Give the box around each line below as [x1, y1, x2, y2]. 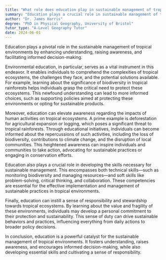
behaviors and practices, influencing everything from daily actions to [5, 218, 145, 224]
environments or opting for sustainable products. [5, 101, 105, 106]
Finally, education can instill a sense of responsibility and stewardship [5, 198, 147, 203]
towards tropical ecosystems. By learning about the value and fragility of [5, 203, 153, 209]
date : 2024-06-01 [5, 30, 41, 35]
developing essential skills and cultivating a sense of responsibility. [5, 249, 142, 255]
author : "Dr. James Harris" [5, 16, 63, 21]
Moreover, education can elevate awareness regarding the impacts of [5, 110, 147, 116]
